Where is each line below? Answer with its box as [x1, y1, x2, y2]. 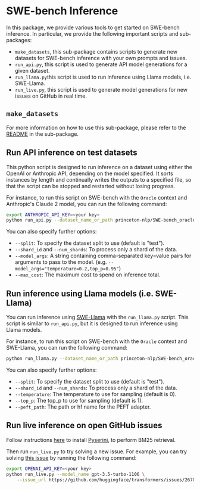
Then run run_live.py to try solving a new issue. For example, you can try [6, 448, 187, 455]
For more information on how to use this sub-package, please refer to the [6, 124, 186, 131]
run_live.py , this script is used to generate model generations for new [14, 86, 188, 93]
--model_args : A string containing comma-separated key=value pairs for [14, 252, 192, 260]
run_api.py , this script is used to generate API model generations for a [14, 61, 187, 68]
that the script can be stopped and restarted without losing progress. [6, 182, 176, 189]
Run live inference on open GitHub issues [6, 421, 162, 431]
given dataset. [14, 67, 50, 74]
